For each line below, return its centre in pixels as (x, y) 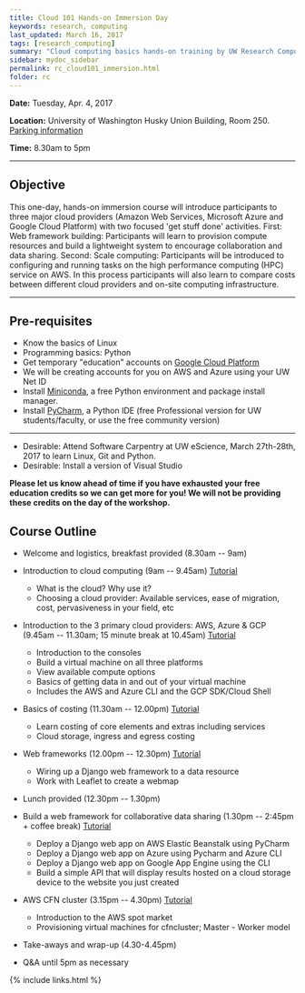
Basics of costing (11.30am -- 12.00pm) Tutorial (111, 709)
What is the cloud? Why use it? (94, 588)
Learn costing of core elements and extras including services (151, 727)
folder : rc (30, 77)
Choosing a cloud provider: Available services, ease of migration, (157, 598)
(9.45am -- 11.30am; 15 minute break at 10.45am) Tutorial (129, 635)
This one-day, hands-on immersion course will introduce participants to (143, 206)
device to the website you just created (108, 882)
